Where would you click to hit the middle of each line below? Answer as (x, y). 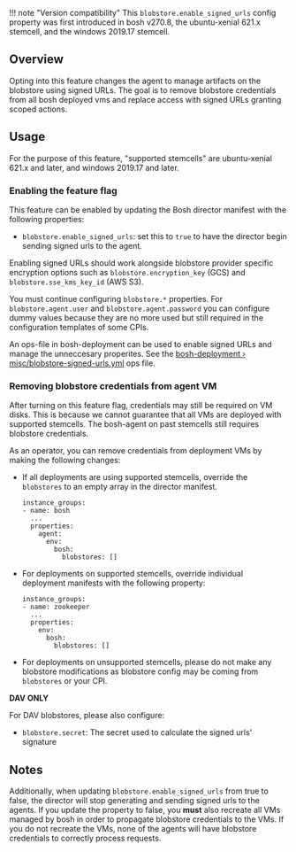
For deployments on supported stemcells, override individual (133, 574)
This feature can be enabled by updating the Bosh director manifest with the (148, 209)
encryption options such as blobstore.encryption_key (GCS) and (127, 272)
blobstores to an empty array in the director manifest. (120, 487)
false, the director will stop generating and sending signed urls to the (135, 801)
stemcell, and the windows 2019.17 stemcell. (90, 31)
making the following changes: (65, 461)
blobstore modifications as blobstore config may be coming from (140, 671)
